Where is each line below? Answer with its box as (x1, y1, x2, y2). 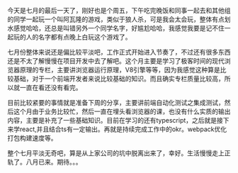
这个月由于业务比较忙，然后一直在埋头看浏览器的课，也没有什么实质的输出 (13, 107, 231, 116)
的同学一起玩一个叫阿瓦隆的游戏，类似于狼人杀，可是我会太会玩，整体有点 (7, 15, 225, 23)
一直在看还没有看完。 (19, 84, 82, 91)
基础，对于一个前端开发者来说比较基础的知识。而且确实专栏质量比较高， (13, 74, 225, 83)
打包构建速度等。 (7, 134, 57, 142)
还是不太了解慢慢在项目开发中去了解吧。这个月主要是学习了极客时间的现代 (7, 57, 225, 65)
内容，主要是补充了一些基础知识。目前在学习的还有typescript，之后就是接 (7, 116, 223, 124)
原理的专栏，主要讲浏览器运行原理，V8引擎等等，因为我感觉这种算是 (19, 66, 221, 74)
